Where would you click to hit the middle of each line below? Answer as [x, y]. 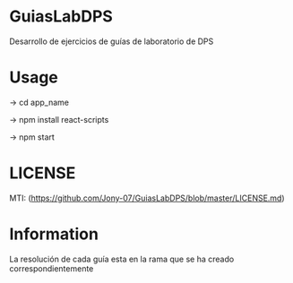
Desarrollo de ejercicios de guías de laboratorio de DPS [112, 41]
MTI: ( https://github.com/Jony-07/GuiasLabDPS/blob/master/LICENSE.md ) [147, 198]
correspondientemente [52, 268]
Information [54, 234]
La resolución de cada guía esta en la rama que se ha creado [122, 259]
